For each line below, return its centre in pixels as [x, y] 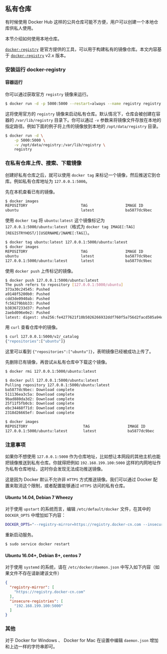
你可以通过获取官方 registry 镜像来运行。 [48, 94]
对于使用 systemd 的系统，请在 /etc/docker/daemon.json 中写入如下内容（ [80, 567]
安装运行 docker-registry [36, 70]
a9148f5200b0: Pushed [28, 294]
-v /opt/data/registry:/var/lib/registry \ [60, 145]
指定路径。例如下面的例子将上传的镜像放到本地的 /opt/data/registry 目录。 [83, 126]
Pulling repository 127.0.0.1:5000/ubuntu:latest [58, 385]
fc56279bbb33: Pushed [28, 303]
